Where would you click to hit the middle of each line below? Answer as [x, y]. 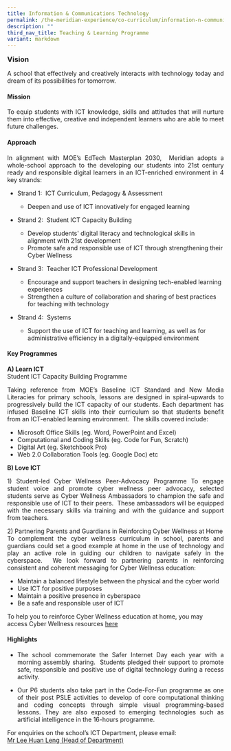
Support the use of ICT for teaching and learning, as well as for [117, 330]
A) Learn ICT [26, 369]
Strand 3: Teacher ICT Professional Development [87, 268]
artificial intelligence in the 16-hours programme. [86, 719]
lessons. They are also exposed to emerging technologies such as [120, 712]
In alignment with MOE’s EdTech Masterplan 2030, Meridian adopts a [115, 158]
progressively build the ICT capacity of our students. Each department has [115, 404]
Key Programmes [32, 354]
